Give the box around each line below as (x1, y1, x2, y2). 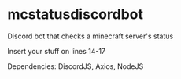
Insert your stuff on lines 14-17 (7, 46, 106, 56)
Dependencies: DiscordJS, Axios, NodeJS (7, 61, 144, 71)
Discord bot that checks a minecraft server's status (7, 31, 174, 41)
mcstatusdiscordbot (7, 5, 143, 23)
